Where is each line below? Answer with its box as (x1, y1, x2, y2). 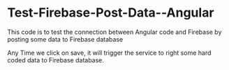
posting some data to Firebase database (7, 35, 124, 43)
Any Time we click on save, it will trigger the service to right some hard (7, 49, 212, 57)
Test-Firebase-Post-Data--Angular (7, 5, 214, 21)
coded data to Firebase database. (7, 55, 105, 64)
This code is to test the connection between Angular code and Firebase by (7, 28, 222, 36)
